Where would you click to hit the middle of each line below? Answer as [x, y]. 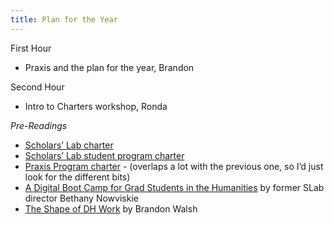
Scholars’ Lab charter [69, 145]
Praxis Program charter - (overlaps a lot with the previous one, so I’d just [174, 166]
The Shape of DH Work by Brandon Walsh [111, 208]
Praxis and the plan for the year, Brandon [109, 67]
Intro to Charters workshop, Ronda [96, 106]
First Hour [31, 48]
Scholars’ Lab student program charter [104, 155]
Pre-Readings [39, 125]
